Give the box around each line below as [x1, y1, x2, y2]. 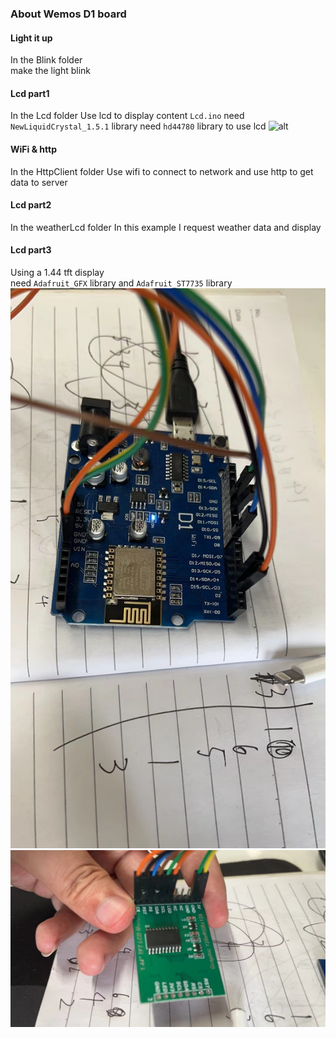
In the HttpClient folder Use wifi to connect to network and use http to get [10, 165, 314, 177]
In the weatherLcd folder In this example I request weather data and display [10, 221, 322, 233]
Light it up [10, 32, 53, 44]
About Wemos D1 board [10, 7, 127, 21]
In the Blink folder [10, 54, 83, 66]
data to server [10, 176, 68, 188]
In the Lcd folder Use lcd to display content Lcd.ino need [10, 110, 245, 122]
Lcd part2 [10, 199, 52, 211]
